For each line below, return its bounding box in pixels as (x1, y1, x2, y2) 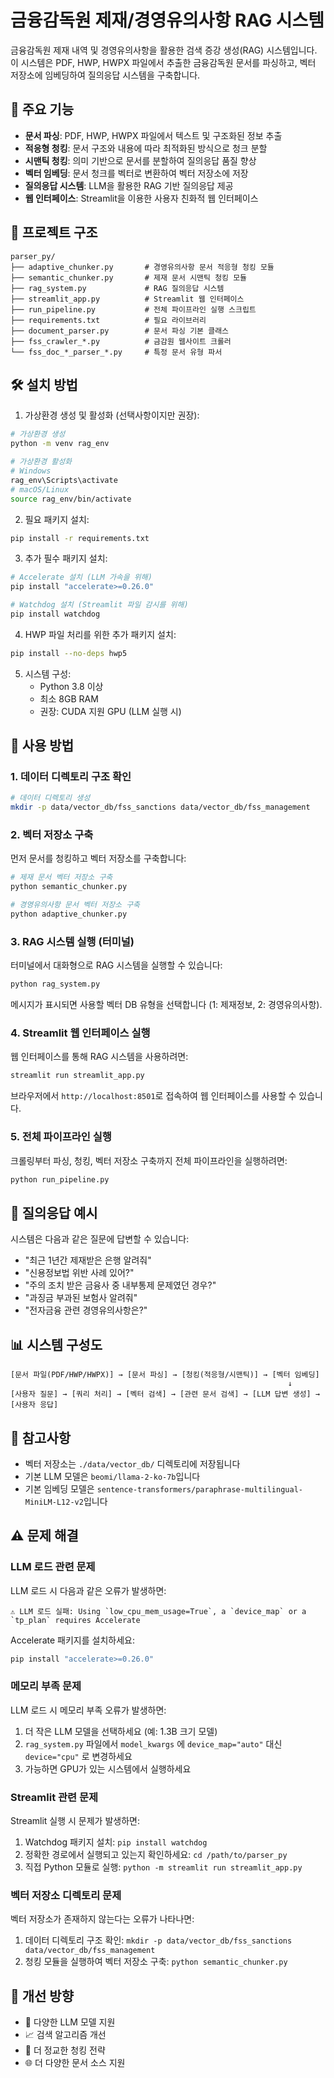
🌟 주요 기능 (10, 101, 75, 118)
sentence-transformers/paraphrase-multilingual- (96, 1484, 303, 1495)
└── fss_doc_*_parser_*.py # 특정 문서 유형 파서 (10, 347, 223, 357)
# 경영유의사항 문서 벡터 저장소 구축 (10, 900, 141, 910)
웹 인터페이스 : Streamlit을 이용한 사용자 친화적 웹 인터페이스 (24, 192, 259, 204)
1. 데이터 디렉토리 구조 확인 (10, 770, 132, 784)
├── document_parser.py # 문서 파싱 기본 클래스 (10, 326, 230, 336)
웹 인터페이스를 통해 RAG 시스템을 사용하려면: (10, 1051, 189, 1063)
